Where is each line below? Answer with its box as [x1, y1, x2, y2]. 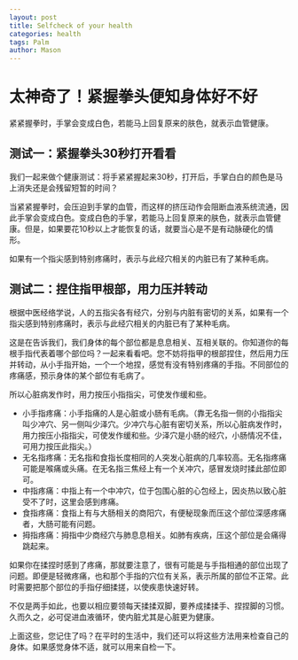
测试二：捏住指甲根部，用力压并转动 [9, 282, 208, 297]
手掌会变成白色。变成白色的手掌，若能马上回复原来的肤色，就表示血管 [16, 212, 273, 222]
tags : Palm [9, 37, 50, 47]
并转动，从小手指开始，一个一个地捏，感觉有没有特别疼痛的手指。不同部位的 [9, 359, 289, 369]
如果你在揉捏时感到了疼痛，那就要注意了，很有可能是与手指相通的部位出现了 [9, 559, 289, 570]
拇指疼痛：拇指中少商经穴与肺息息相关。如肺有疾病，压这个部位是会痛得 [21, 529, 286, 540]
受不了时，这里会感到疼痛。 [21, 496, 124, 507]
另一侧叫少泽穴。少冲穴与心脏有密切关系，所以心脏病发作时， [60, 418, 286, 430]
